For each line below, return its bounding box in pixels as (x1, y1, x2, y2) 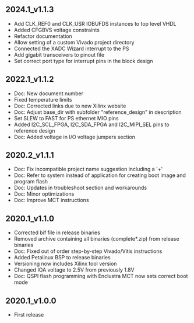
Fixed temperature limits (13, 96, 72, 103)
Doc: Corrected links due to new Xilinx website (13, 102, 126, 109)
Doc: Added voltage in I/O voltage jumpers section (13, 133, 135, 140)
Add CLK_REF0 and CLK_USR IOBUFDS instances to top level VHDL (13, 20, 177, 27)
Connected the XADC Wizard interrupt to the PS (13, 45, 129, 52)
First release (13, 311, 44, 318)
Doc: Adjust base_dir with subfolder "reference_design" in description (13, 108, 182, 116)
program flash (13, 178, 48, 185)
